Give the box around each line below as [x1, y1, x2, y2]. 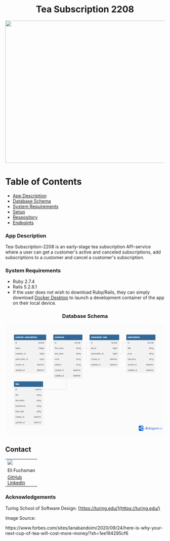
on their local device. [12, 300, 57, 306]
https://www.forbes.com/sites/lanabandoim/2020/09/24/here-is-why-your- [5, 525, 163, 531]
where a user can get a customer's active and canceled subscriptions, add [5, 249, 161, 255]
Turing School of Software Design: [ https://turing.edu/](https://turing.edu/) [5, 505, 160, 511]
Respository [12, 214, 38, 220]
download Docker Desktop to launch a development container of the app [12, 295, 164, 301]
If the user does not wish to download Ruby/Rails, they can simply [12, 289, 150, 296]
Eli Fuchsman [7, 467, 35, 473]
